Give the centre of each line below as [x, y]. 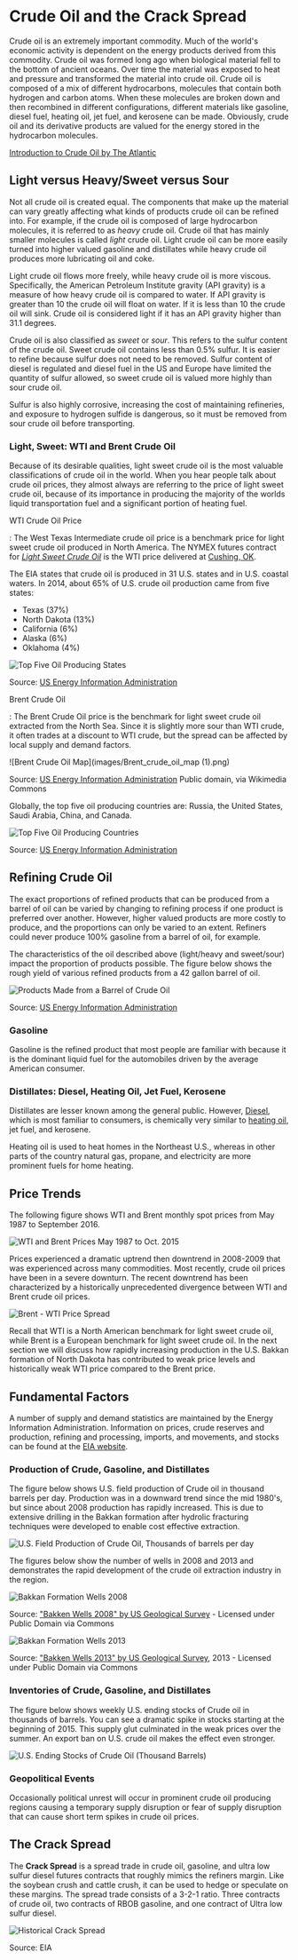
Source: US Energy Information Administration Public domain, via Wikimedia [148, 780]
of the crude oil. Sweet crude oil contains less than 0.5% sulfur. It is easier [145, 349]
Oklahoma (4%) [51, 648]
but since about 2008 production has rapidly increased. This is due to [137, 1508]
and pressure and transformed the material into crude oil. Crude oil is [135, 78]
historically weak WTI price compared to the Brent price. [112, 1369]
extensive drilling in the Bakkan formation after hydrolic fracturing [129, 1517]
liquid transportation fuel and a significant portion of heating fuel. [129, 504]
